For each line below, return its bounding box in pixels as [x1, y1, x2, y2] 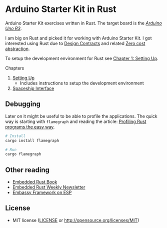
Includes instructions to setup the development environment [19, 80, 144, 86]
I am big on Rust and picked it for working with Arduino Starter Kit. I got [5, 35, 152, 41]
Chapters [5, 65, 24, 71]
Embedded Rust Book [12, 179, 57, 185]
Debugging [5, 100, 41, 108]
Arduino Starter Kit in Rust [5, 3, 116, 15]
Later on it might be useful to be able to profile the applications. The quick [5, 113, 157, 119]
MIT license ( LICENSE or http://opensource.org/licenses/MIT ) [12, 217, 139, 223]
